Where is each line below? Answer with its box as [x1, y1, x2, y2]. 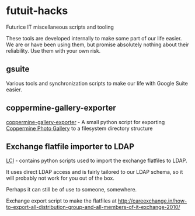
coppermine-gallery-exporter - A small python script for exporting [6, 118, 165, 125]
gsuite [6, 64, 30, 74]
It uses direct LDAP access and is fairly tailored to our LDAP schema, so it [6, 169, 183, 176]
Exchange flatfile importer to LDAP [6, 142, 134, 152]
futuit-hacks [6, 4, 68, 18]
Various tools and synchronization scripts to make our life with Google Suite [6, 80, 188, 87]
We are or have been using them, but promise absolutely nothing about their [6, 41, 189, 48]
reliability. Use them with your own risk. [6, 47, 101, 54]
